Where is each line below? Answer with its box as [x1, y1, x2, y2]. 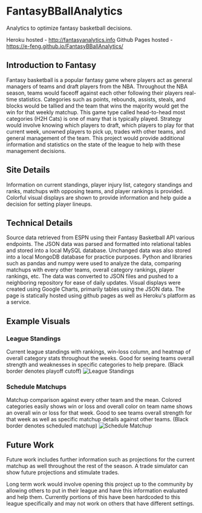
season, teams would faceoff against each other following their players [6, 89, 183, 97]
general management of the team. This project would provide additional [6, 134, 185, 141]
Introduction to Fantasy [6, 60, 97, 70]
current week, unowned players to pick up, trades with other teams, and [6, 127, 186, 135]
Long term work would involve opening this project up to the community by [6, 481, 194, 488]
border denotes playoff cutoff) [6, 367, 82, 375]
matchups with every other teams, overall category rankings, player [6, 266, 175, 274]
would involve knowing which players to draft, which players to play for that [6, 121, 195, 129]
